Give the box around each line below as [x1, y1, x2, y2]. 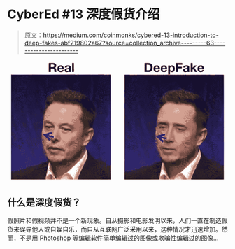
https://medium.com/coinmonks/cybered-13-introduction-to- [43, 31, 219, 39]
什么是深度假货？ [7, 197, 81, 208]
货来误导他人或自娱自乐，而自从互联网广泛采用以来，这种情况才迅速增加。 [7, 225, 222, 234]
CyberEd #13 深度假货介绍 [7, 6, 160, 22]
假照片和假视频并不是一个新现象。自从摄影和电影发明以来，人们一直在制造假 [7, 216, 228, 225]
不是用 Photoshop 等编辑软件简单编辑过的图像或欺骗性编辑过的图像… [19, 234, 219, 242]
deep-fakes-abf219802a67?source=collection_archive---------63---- [24, 38, 226, 47]
